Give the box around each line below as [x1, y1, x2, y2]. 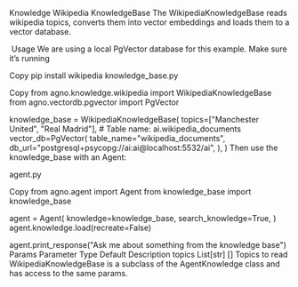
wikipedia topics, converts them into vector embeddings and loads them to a [9, 17, 290, 28]
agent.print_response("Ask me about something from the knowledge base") [9, 240, 287, 250]
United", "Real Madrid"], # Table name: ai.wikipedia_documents [9, 124, 242, 134]
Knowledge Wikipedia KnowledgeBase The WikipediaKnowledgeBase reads [9, 8, 287, 18]
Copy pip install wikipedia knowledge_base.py [9, 70, 179, 81]
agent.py [9, 169, 42, 179]
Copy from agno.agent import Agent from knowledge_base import [9, 187, 252, 196]
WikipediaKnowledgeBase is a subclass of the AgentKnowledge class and [9, 259, 280, 269]
